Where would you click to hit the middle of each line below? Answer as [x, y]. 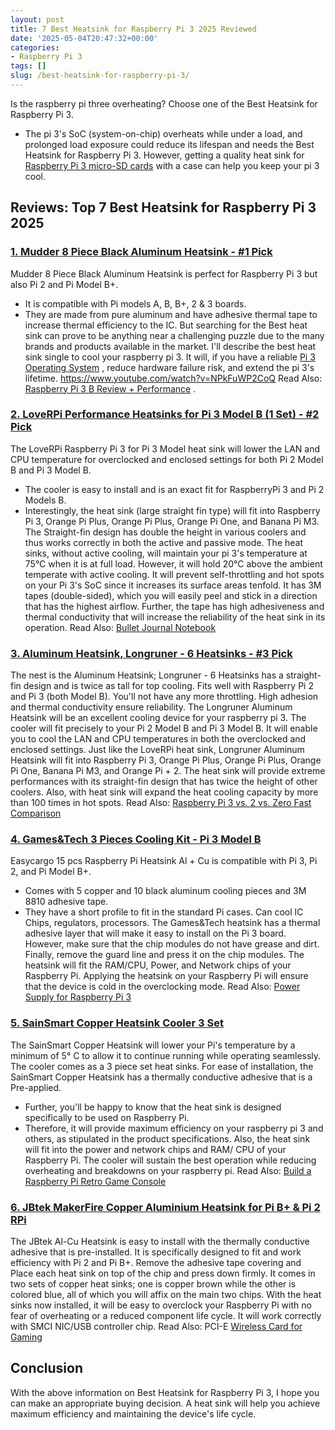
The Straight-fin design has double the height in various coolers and [165, 532]
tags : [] [28, 66]
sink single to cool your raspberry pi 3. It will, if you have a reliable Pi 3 [170, 357]
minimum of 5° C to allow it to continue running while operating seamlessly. [166, 1055]
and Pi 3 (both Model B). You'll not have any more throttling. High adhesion [164, 697]
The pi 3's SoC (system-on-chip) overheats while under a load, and [163, 133]
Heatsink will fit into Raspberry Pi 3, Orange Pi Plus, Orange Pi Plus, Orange [166, 760]
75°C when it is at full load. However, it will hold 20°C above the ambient [173, 563]
